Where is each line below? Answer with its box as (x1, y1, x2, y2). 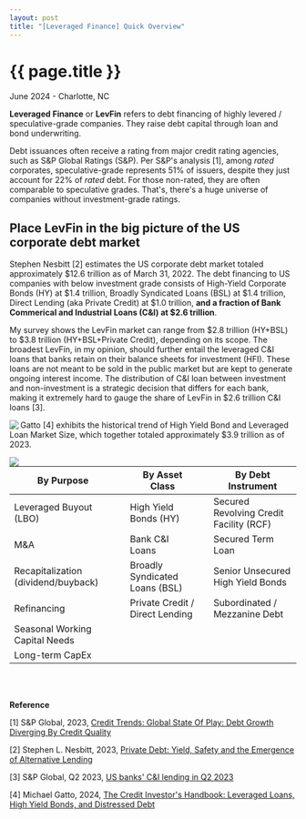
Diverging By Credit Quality (9, 727, 112, 738)
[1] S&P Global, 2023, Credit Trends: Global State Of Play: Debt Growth (9, 717, 274, 728)
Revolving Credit (213, 507, 284, 520)
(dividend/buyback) (14, 576, 99, 589)
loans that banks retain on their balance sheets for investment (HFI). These (9, 354, 291, 365)
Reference (9, 700, 50, 711)
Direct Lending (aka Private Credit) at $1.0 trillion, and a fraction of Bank (9, 298, 281, 308)
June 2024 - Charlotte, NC (9, 91, 110, 102)
